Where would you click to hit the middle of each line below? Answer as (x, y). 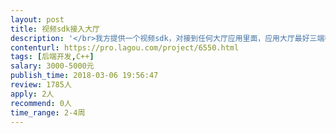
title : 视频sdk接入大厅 (55, 29)
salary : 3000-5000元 (52, 66)
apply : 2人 (32, 94)
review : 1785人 (41, 85)
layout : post (37, 19)
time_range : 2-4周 (48, 112)
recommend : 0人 (41, 103)
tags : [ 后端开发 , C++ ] (52, 57)
